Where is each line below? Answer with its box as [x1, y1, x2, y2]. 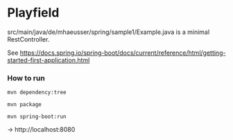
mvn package [7, 101, 42, 108]
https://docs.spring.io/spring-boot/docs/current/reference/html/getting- [19, 49, 226, 57]
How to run [7, 73, 45, 82]
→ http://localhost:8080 [7, 125, 76, 134]
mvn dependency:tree [7, 89, 67, 96]
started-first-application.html [7, 55, 90, 64]
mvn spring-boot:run [7, 113, 67, 121]
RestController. [7, 35, 50, 43]
